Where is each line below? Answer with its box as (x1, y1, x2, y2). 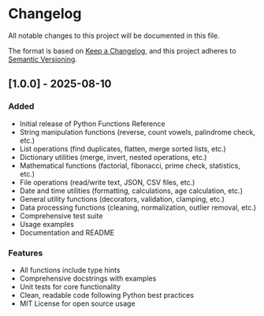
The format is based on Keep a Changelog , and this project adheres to (8, 46, 236, 55)
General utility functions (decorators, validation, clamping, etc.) (19, 194, 225, 203)
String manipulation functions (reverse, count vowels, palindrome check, (19, 127, 256, 136)
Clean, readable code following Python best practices (19, 290, 195, 299)
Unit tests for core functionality (19, 281, 121, 292)
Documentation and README (19, 228, 115, 237)
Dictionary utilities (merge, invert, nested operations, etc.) (19, 152, 207, 162)
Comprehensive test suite (19, 210, 103, 221)
